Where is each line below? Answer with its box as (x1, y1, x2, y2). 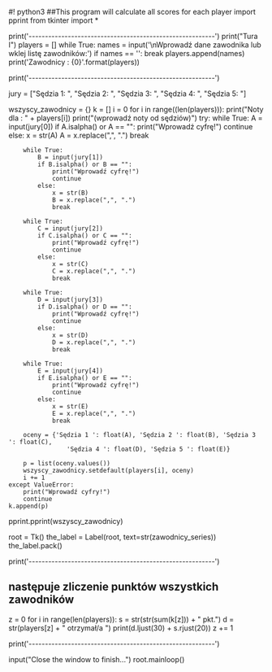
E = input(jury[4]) (37, 367, 104, 375)
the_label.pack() (8, 541, 63, 550)
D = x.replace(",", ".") (51, 338, 136, 347)
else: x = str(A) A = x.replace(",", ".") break (8, 130, 149, 140)
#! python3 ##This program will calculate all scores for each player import (8, 7, 256, 16)
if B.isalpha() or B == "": (37, 160, 132, 168)
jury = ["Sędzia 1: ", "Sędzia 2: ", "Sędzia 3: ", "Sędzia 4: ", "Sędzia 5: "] (8, 89, 247, 98)
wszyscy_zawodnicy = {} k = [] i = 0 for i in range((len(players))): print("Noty (8, 105, 264, 114)
